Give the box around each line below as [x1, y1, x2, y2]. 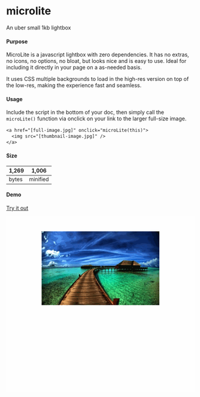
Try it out [6, 205, 29, 211]
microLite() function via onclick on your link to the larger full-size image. [6, 115, 187, 122]
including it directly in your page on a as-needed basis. [6, 64, 143, 71]
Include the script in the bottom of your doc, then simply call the [6, 109, 165, 116]
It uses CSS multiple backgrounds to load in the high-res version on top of [6, 75, 189, 83]
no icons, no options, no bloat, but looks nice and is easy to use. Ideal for [6, 57, 187, 65]
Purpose [6, 38, 28, 45]
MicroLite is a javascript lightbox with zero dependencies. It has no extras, [6, 51, 190, 58]
